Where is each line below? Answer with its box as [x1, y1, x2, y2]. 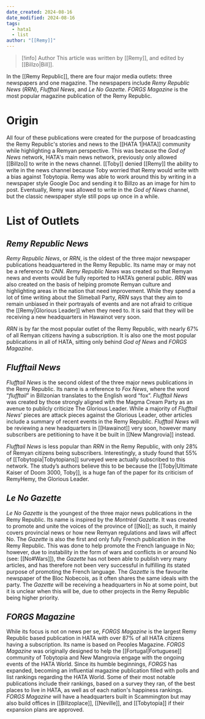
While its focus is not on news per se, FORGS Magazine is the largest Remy [6, 628, 197, 635]
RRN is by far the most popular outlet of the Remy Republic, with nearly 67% [6, 325, 199, 332]
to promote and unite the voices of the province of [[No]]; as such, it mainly [6, 522, 196, 530]
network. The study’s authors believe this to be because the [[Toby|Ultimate [6, 462, 198, 470]
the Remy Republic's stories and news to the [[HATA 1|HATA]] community [6, 140, 191, 148]
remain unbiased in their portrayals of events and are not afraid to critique [6, 300, 193, 307]
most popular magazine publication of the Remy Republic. [6, 93, 152, 99]
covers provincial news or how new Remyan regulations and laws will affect [6, 528, 197, 536]
